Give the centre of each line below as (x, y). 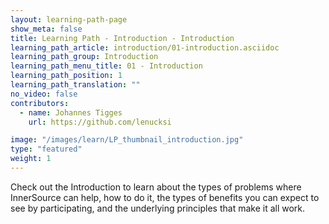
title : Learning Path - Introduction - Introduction (122, 38)
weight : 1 (31, 159)
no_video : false (44, 94)
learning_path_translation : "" (75, 85)
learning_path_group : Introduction (84, 57)
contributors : (40, 103)
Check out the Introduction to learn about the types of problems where (156, 187)
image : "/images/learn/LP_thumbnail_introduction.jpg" (127, 140)
